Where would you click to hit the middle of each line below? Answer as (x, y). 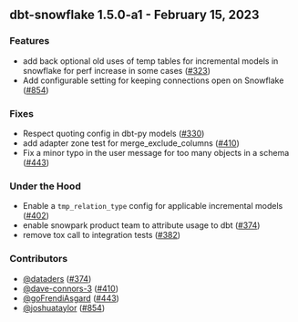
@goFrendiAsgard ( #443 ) (71, 298)
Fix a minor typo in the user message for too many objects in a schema (156, 152)
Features (30, 41)
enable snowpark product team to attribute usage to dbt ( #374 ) (141, 225)
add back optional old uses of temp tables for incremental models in (150, 61)
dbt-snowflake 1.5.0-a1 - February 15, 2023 (134, 15)
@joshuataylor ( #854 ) (64, 307)
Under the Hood (46, 186)
